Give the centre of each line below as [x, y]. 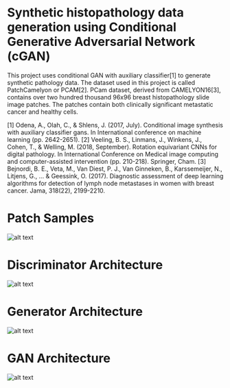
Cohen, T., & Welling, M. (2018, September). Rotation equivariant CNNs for [112, 147]
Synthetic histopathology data [95, 13]
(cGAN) [29, 57]
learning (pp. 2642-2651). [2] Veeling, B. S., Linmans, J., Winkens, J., [105, 139]
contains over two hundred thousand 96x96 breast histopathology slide [108, 97]
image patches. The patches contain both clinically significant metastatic [111, 104]
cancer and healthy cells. [43, 112]
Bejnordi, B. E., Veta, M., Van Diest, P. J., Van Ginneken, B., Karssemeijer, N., [115, 169]
